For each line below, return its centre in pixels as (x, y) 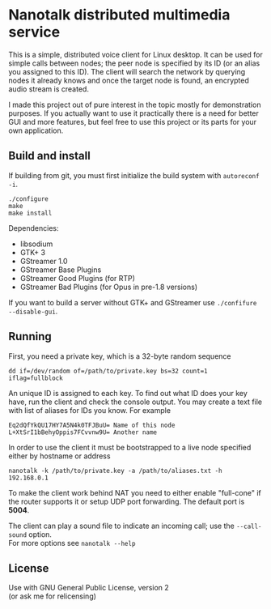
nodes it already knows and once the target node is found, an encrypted (129, 80)
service (34, 32)
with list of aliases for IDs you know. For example (90, 410)
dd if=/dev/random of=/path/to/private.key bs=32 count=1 (108, 371)
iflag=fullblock (36, 378)
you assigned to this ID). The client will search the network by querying (127, 71)
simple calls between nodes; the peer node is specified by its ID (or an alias (134, 63)
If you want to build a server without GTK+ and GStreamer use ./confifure (133, 302)
